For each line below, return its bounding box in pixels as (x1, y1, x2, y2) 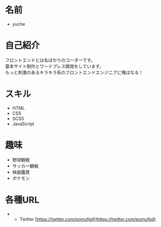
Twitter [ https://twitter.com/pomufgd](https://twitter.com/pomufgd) (19, 216, 156, 222)
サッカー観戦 (12, 163, 38, 169)
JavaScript (12, 121, 34, 127)
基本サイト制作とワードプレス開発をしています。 (5, 63, 104, 69)
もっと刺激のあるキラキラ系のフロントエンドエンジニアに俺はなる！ (5, 69, 143, 75)
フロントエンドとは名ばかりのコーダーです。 (5, 57, 96, 63)
